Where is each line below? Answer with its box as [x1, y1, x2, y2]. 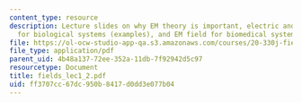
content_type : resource [9, 13, 99, 22]
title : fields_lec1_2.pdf [9, 72, 106, 81]
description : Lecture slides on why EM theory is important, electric [9, 21, 280, 30]
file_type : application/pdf [9, 47, 115, 56]
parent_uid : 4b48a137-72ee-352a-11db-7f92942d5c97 [9, 55, 203, 64]
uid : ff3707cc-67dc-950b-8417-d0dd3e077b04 [9, 80, 175, 89]
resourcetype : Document [9, 64, 99, 73]
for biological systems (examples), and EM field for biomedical [17, 30, 268, 39]
